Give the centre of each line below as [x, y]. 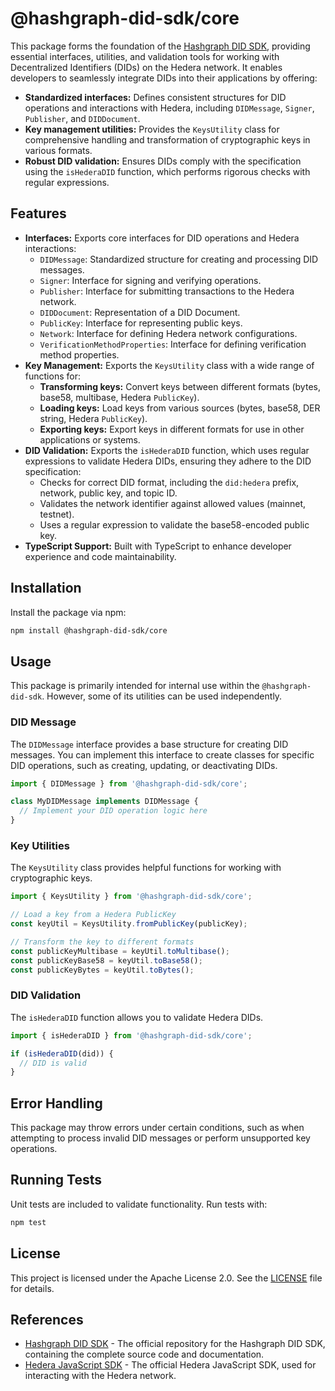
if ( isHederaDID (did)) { [62, 1053]
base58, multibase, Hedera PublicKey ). [119, 397]
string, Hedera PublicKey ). [93, 418]
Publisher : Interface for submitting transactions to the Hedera [167, 291]
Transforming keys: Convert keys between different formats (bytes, [180, 386]
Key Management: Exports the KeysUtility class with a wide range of [169, 365]
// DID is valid [53, 1063]
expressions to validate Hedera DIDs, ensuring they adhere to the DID [168, 461]
